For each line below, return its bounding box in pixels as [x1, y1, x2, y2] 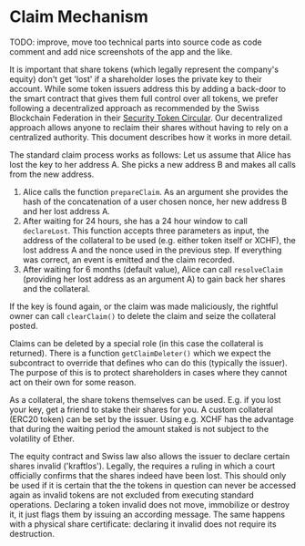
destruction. [9, 528, 55, 539]
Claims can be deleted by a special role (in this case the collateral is [9, 337, 264, 348]
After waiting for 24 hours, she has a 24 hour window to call [22, 215, 248, 226]
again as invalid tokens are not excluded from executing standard [9, 489, 255, 500]
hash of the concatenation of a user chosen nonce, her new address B [22, 196, 288, 207]
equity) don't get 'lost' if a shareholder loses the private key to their [9, 73, 262, 84]
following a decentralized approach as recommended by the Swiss [9, 102, 259, 113]
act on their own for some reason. [9, 376, 137, 387]
